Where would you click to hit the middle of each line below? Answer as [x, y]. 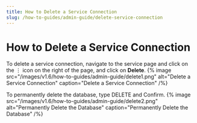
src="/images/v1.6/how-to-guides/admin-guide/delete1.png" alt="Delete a [98, 77]
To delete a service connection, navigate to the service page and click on [97, 64]
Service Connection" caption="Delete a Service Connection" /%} [87, 83]
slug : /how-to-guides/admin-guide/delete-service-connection [85, 17]
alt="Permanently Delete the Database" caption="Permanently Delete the [97, 108]
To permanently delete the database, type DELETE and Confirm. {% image [98, 95]
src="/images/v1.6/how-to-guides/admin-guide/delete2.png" [82, 101]
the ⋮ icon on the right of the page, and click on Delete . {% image [89, 71]
